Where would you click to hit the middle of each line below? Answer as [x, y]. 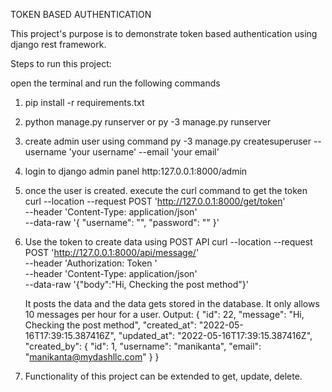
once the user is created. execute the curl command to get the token [166, 190]
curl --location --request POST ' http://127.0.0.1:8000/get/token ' [155, 201]
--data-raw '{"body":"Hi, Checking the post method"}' [136, 284]
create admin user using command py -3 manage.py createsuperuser [168, 141]
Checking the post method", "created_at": [110, 325]
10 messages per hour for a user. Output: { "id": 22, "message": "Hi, [164, 314]
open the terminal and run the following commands [115, 83]
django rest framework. [58, 44]
